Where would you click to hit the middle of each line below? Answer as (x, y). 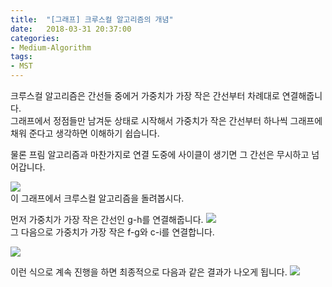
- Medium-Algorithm (51, 47)
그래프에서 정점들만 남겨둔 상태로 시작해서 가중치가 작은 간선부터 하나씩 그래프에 (166, 120)
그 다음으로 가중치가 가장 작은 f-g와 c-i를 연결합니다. (112, 232)
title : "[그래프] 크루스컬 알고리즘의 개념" (92, 19)
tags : (21, 57)
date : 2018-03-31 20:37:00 (71, 29)
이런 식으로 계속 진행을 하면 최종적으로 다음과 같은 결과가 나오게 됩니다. (149, 272)
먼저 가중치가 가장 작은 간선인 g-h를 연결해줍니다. (107, 219)
